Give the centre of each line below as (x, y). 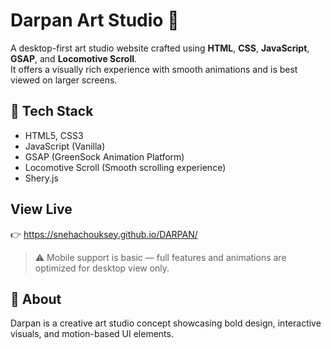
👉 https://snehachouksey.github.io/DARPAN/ (104, 234)
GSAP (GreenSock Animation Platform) (104, 156)
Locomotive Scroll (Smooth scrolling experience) (125, 167)
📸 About (36, 299)
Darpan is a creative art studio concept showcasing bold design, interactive (166, 323)
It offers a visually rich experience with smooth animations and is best (154, 69)
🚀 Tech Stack (52, 111)
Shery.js (41, 178)
